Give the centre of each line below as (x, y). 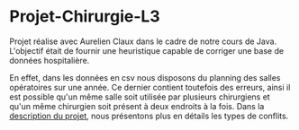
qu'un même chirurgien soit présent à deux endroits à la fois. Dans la (137, 106)
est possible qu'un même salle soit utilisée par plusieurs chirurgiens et (140, 97)
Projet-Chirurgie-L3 (85, 17)
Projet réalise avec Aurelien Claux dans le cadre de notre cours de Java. (143, 41)
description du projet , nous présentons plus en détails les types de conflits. (149, 116)
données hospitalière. (50, 60)
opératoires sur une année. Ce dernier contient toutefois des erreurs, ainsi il (150, 87)
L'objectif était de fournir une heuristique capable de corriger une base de (147, 50)
